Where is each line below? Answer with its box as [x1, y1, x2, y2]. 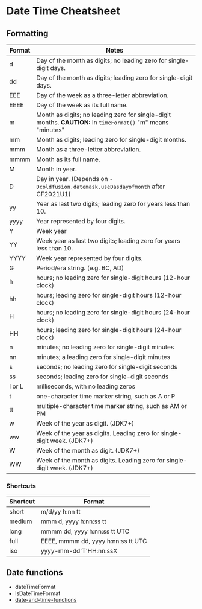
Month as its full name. [36, 155, 100, 164]
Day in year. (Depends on [36, 175, 108, 183]
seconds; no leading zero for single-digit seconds [36, 363, 177, 371]
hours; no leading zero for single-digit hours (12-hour [36, 273, 191, 282]
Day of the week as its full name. [36, 101, 128, 109]
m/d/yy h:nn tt [41, 508, 81, 516]
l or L [9, 382, 24, 391]
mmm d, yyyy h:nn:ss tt [41, 517, 106, 526]
